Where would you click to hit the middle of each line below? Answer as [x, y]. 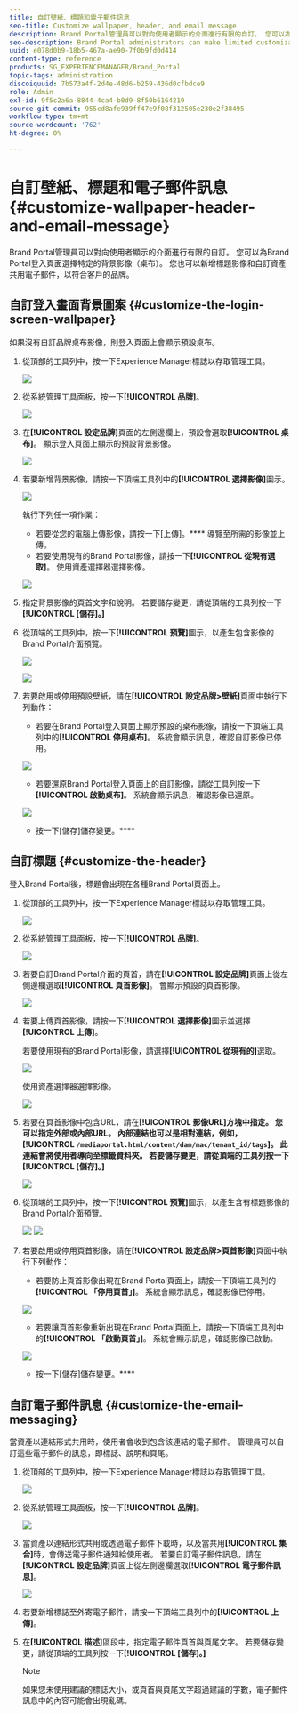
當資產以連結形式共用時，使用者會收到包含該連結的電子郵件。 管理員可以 [143, 1442]
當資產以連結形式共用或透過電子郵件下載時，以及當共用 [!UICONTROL [149, 1543]
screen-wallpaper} [63, 320]
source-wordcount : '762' [55, 125]
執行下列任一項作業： [61, 514]
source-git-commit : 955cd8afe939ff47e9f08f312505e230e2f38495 [127, 109]
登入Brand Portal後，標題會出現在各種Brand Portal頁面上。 [117, 884]
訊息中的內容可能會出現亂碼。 [77, 1701]
